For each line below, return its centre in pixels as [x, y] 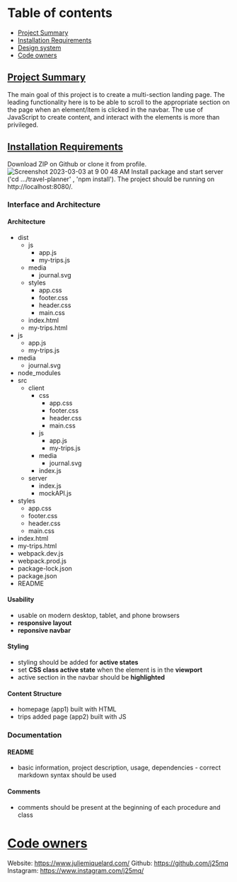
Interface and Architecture [54, 205]
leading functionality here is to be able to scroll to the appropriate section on [118, 102]
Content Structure [35, 693]
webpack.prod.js [42, 561]
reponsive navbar [44, 630]
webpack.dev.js [40, 553]
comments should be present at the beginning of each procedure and [119, 807]
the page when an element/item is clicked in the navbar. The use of [105, 109]
